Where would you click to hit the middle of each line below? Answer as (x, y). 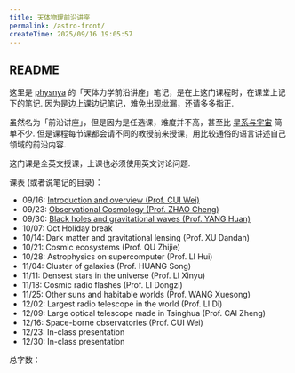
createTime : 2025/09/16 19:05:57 (71, 34)
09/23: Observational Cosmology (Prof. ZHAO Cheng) (120, 210)
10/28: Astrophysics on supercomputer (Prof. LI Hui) (117, 257)
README (34, 70)
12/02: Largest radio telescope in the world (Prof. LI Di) (122, 304)
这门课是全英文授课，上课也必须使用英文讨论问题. (100, 163)
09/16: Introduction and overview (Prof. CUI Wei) (111, 200)
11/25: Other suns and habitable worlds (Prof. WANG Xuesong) (136, 295)
